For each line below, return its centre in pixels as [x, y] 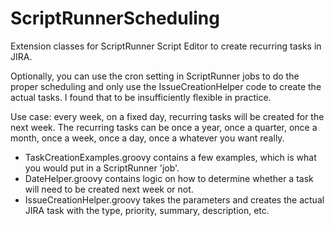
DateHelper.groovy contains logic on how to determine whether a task [169, 178]
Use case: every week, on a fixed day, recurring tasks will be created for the [167, 116]
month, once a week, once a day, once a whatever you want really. [147, 138]
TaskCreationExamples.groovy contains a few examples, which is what [170, 157]
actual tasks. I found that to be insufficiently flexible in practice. [141, 97]
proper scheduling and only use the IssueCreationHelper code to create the [166, 86]
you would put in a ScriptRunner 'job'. [102, 168]
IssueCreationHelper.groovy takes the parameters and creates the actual [174, 199]
